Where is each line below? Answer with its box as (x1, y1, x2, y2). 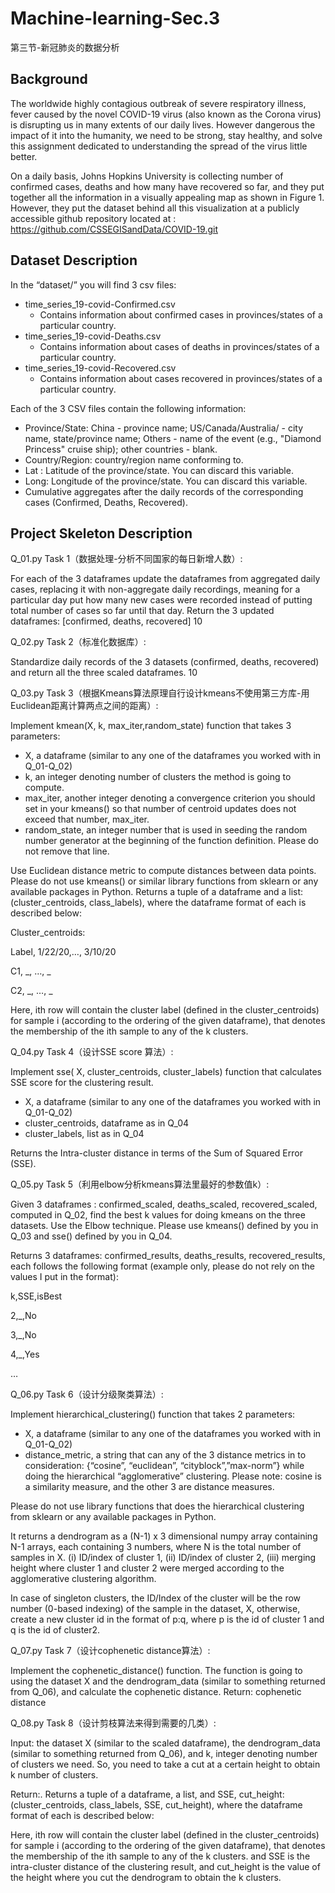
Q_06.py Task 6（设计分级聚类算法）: (10, 1388, 164, 1401)
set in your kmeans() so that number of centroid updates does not (24, 803, 297, 815)
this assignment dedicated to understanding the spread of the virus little (10, 140, 308, 152)
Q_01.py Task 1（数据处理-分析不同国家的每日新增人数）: (10, 553, 243, 565)
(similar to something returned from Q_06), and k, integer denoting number (10, 1748, 318, 1760)
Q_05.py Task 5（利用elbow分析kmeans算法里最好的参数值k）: (10, 1178, 270, 1191)
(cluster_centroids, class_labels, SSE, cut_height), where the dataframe (10, 1799, 303, 1811)
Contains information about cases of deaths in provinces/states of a (39, 340, 320, 352)
